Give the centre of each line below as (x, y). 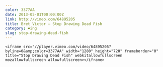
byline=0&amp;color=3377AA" (35, 51)
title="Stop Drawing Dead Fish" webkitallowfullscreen (64, 55)
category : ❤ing (21, 28)
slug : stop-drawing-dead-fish (37, 33)
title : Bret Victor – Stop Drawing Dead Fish (54, 24)
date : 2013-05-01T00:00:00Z (35, 14)
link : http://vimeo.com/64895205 (40, 19)
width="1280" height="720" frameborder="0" (112, 51)
